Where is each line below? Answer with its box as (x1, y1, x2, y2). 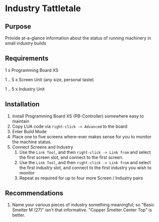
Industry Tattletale (5, 3, 81, 14)
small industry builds (5, 40, 47, 46)
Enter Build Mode (12, 128, 47, 134)
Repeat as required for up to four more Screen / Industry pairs (19, 175, 143, 181)
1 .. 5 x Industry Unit (5, 86, 45, 92)
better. (12, 212, 26, 218)
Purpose (5, 22, 32, 31)
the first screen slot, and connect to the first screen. (19, 154, 124, 160)
